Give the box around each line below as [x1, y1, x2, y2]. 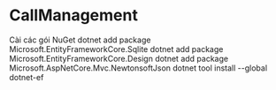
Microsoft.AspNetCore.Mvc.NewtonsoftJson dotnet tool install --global [9, 63, 268, 73]
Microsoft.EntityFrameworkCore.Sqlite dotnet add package [9, 43, 224, 54]
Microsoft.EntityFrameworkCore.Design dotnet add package [9, 53, 228, 64]
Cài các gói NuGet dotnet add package [9, 34, 151, 45]
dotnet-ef [9, 71, 44, 82]
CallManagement [9, 5, 139, 26]
